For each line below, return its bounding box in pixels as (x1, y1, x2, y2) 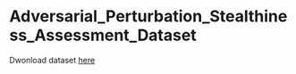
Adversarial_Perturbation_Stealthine (9, 6, 288, 27)
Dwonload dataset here (9, 54, 96, 65)
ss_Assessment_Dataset (9, 25, 197, 45)
